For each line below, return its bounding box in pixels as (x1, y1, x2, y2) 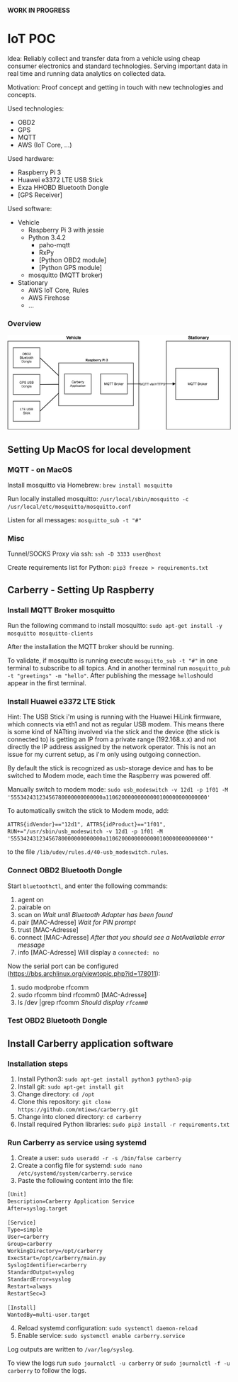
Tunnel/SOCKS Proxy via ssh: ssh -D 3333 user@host (7, 549, 161, 558)
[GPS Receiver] (17, 191, 62, 199)
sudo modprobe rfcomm (17, 983, 89, 991)
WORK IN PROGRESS (7, 6, 71, 14)
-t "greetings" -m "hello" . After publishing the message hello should (7, 671, 214, 680)
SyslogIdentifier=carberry (7, 1262, 87, 1269)
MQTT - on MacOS (7, 464, 73, 474)
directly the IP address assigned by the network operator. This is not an (7, 743, 216, 751)
